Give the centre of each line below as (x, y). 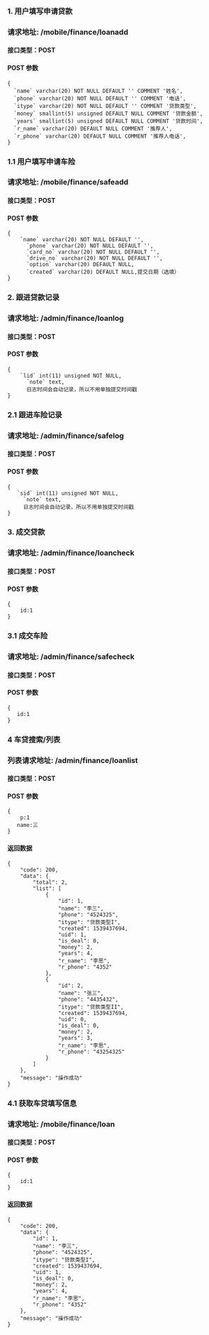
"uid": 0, (72, 1019)
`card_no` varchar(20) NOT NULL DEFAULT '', (93, 252)
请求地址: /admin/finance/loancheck (71, 553)
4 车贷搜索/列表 (34, 740)
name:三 (28, 825)
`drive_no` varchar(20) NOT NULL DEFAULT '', (94, 258)
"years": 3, (75, 1038)
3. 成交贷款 (26, 532)
